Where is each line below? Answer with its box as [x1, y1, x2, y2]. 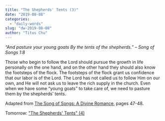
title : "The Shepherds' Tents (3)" [5, 7, 79, 12]
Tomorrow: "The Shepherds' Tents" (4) [5, 110, 85, 116]
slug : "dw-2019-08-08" [5, 26, 52, 31]
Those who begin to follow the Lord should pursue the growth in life [5, 59, 144, 65]
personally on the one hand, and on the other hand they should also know [5, 64, 156, 70]
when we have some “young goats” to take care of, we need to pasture [5, 86, 150, 91]
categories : [5, 16, 30, 21]
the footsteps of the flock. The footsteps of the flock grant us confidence [5, 70, 155, 75]
